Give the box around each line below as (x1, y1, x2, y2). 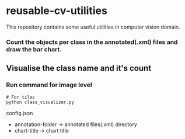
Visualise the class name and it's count (6, 63, 152, 74)
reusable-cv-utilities (6, 4, 108, 18)
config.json (6, 109, 33, 116)
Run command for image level (6, 81, 92, 89)
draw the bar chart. (6, 45, 62, 53)
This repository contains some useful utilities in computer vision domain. (6, 23, 180, 30)
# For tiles (6, 94, 35, 100)
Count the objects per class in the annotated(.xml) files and (6, 38, 178, 46)
